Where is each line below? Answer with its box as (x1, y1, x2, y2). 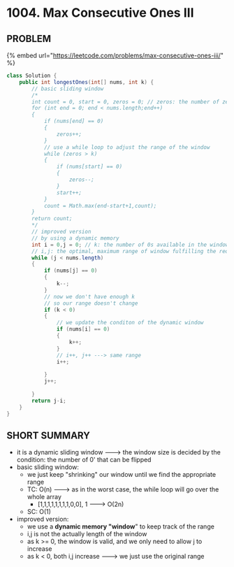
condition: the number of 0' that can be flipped (16, 456, 152, 464)
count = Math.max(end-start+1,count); (43, 202, 157, 209)
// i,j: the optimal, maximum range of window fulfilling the (31, 247, 217, 254)
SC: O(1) (27, 508, 52, 516)
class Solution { (6, 72, 57, 79)
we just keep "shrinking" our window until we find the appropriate (27, 471, 217, 479)
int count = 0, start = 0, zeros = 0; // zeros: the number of (31, 98, 219, 106)
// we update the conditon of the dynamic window (56, 320, 204, 326)
